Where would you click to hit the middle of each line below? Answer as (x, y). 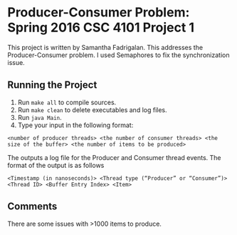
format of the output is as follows (56, 165)
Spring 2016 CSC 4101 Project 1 (101, 27)
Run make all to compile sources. (67, 102)
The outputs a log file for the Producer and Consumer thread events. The (114, 157)
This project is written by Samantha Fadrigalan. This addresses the (105, 47)
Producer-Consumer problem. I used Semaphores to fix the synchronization (118, 55)
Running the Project (52, 85)
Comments (32, 207)
